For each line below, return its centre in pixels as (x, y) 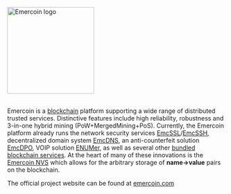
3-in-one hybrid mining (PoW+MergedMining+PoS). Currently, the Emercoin (115, 125)
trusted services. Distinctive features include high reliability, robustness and (115, 118)
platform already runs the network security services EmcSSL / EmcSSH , (108, 133)
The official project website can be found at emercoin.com (91, 183)
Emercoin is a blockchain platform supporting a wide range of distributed (111, 111)
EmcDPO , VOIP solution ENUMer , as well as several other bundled (101, 148)
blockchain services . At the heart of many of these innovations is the (105, 155)
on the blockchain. (34, 170)
